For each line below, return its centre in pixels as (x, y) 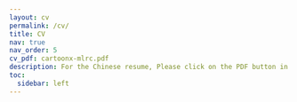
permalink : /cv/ (39, 26)
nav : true (28, 42)
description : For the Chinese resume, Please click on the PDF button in (149, 67)
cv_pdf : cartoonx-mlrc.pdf (59, 59)
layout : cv (29, 17)
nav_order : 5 (33, 51)
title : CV (28, 34)
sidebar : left (43, 83)
